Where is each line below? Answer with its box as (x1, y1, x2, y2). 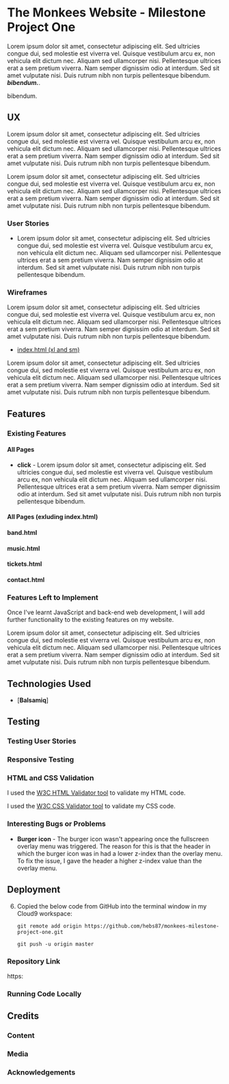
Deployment (7, 884, 61, 895)
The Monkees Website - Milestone (7, 5, 206, 21)
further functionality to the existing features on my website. (7, 616, 174, 624)
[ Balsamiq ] (16, 696, 49, 704)
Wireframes (7, 287, 48, 297)
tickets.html (7, 560, 42, 568)
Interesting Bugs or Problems (7, 819, 106, 829)
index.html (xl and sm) (16, 346, 80, 354)
